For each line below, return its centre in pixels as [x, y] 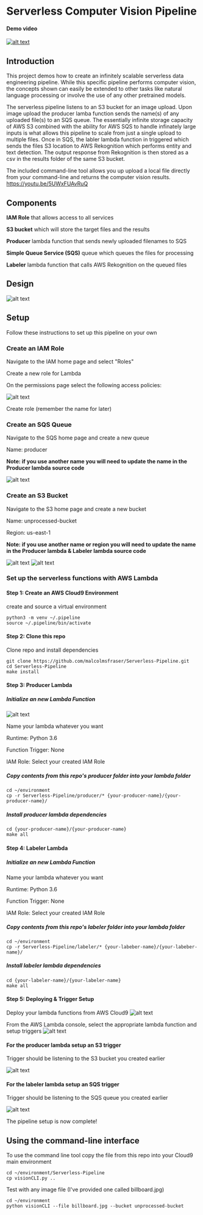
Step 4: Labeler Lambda [37, 848]
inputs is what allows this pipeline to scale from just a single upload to [94, 133]
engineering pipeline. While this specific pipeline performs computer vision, [101, 82]
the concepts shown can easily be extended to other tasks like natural [94, 89]
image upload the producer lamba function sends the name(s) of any [93, 113]
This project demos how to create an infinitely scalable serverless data [95, 76]
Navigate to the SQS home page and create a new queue [78, 438]
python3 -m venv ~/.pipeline [43, 618]
